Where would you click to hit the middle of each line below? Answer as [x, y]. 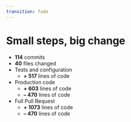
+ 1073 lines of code [48, 107]
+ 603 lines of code [47, 88]
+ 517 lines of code [46, 76]
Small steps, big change [66, 40]
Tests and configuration [43, 70]
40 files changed [35, 63]
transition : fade [27, 11]
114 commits [30, 57]
